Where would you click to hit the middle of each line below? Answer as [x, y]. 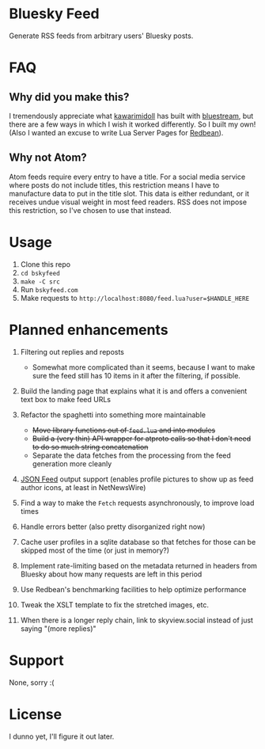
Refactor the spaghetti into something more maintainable [113, 414]
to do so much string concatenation [90, 447]
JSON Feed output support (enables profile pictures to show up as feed [137, 479]
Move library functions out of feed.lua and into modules [124, 430]
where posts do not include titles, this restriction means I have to [114, 185]
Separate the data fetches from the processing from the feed [132, 455]
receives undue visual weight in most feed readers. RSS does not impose [128, 202]
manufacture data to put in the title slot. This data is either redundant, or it [129, 193]
